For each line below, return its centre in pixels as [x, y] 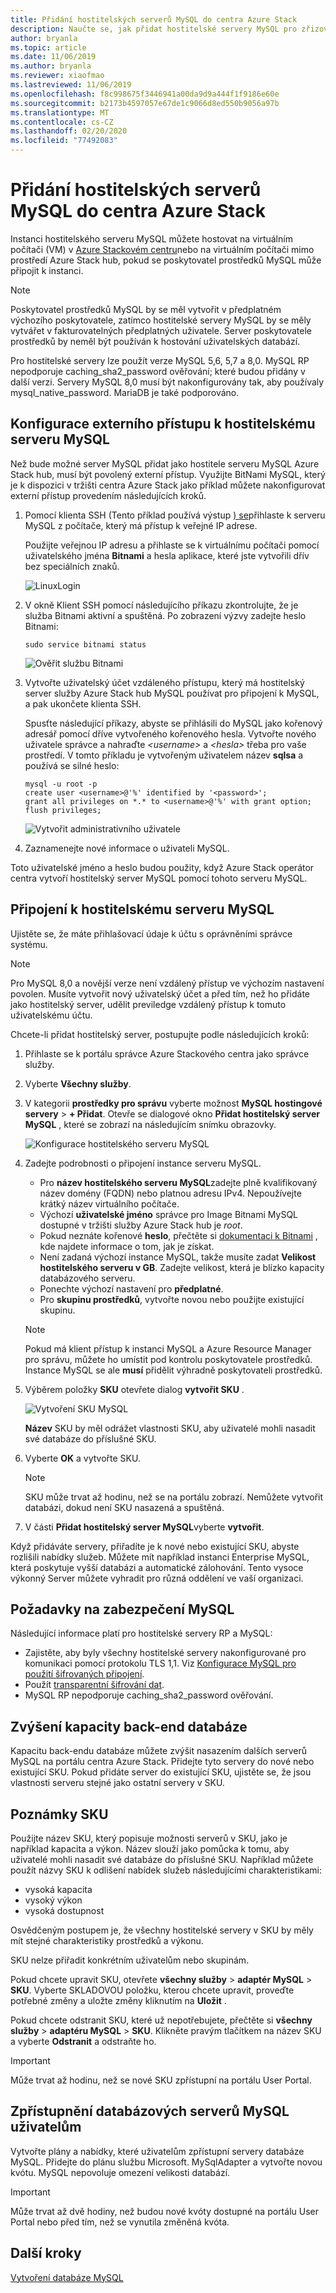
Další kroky [46, 2253]
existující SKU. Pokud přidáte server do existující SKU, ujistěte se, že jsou [161, 1772]
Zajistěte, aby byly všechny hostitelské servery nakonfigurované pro [165, 1653]
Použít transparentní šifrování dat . [94, 1685]
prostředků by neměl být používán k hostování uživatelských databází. [155, 341]
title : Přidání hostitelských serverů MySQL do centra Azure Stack [154, 19]
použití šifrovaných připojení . [84, 1674]
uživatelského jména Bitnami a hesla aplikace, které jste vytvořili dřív [167, 555]
